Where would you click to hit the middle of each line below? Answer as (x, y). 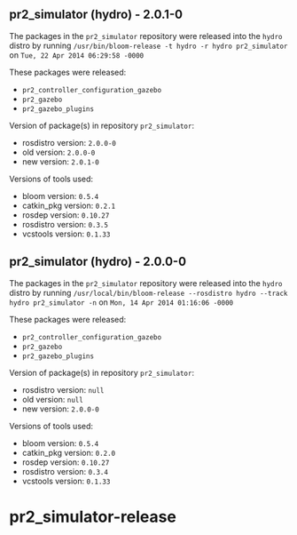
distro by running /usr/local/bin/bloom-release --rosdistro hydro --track (148, 292)
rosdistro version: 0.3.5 (65, 224)
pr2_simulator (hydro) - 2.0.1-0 (96, 15)
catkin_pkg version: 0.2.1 (69, 205)
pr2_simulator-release (93, 517)
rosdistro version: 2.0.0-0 (69, 142)
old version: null (53, 399)
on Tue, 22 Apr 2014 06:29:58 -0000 (77, 55)
